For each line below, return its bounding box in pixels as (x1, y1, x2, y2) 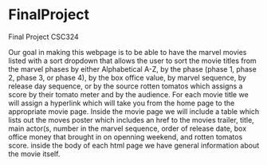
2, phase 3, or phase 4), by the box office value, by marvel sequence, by (8, 73, 247, 82)
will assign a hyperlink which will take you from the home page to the (8, 98, 235, 108)
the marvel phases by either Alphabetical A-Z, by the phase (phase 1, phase (8, 64, 257, 73)
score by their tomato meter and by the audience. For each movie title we (8, 89, 249, 99)
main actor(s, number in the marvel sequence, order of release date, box (8, 124, 247, 133)
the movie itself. (8, 149, 61, 159)
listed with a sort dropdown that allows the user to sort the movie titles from (8, 56, 257, 65)
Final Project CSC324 (8, 32, 80, 41)
